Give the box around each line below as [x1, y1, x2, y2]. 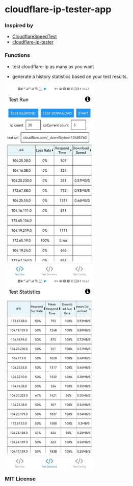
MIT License [5, 475, 36, 482]
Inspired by [5, 22, 34, 29]
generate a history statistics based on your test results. [12, 73, 128, 79]
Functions [5, 52, 30, 59]
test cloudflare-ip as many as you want [12, 63, 94, 70]
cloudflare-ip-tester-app [5, 4, 112, 15]
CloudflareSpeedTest [12, 33, 57, 39]
